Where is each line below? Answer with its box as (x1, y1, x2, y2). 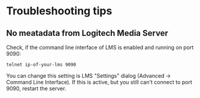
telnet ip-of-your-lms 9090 (6, 62, 77, 68)
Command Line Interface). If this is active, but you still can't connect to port (6, 79, 193, 85)
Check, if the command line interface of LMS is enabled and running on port (6, 44, 194, 51)
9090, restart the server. (6, 85, 66, 92)
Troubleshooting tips (6, 4, 113, 18)
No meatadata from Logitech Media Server (6, 28, 169, 38)
